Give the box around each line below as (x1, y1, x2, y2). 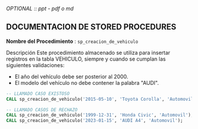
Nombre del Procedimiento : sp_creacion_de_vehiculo (6, 38, 138, 45)
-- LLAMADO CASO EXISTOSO (6, 91, 70, 97)
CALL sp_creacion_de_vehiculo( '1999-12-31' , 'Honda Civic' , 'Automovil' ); (6, 112, 194, 118)
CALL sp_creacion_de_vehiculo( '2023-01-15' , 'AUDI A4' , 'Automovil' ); (6, 118, 183, 124)
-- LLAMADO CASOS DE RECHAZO (6, 107, 78, 113)
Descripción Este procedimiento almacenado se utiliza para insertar (6, 49, 171, 56)
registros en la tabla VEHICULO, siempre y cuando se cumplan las (6, 55, 166, 62)
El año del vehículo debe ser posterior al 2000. (14, 73, 128, 80)
